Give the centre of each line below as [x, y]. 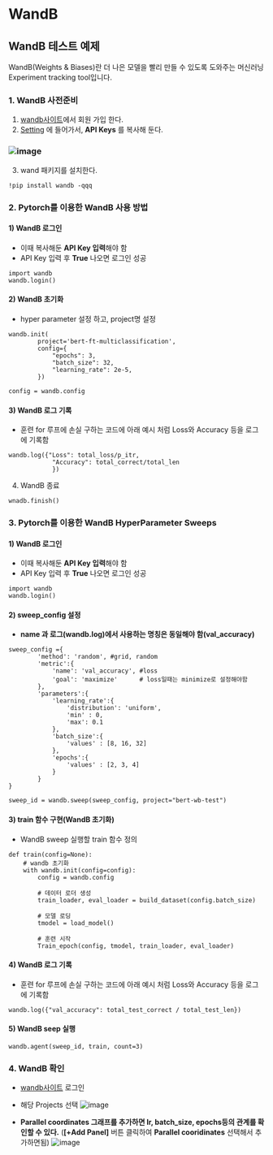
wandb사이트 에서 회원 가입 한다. [72, 119]
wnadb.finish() [34, 501]
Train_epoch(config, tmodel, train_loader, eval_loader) [136, 946]
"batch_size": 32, [83, 362]
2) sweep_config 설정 [45, 615]
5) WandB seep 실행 [42, 1029]
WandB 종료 [40, 486]
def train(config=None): [50, 854]
